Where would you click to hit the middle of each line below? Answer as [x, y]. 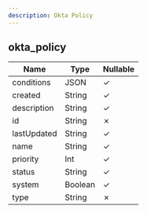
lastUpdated [35, 134]
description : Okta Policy [50, 15]
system [26, 185]
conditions [31, 83]
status [24, 172]
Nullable [119, 69]
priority [26, 160]
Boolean [80, 185]
